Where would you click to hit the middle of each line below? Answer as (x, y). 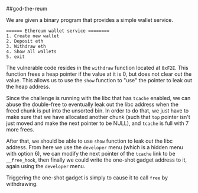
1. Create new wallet (33, 36)
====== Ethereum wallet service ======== (58, 31)
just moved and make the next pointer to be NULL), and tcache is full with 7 (98, 123)
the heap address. (28, 86)
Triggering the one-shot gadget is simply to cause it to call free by (87, 178)
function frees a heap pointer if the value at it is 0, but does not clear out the (99, 74)
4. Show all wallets (32, 52)
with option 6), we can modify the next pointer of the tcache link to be (91, 154)
